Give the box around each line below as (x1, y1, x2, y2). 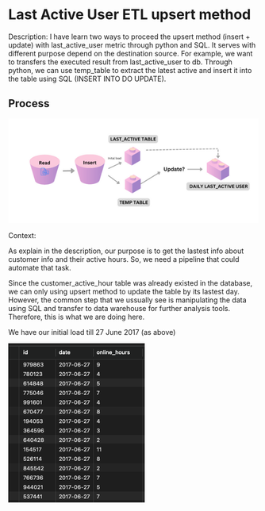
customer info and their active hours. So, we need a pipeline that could (8, 254, 240, 263)
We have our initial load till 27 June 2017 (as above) (8, 327, 176, 336)
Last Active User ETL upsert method (8, 6, 252, 24)
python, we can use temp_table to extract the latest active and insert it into (8, 65, 252, 75)
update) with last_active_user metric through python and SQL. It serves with (8, 40, 256, 49)
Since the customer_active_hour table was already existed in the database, (8, 278, 253, 287)
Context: (8, 230, 36, 240)
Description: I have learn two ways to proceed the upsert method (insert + (8, 32, 251, 41)
